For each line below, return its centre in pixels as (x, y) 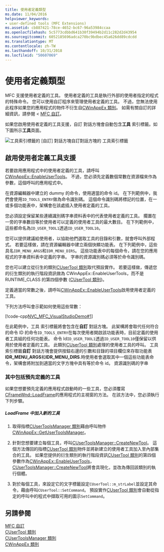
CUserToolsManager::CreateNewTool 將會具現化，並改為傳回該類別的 (82, 467)
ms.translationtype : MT (29, 42)
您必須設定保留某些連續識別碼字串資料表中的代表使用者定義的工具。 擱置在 (81, 216)
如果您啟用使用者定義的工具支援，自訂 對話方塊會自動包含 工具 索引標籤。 (79, 124)
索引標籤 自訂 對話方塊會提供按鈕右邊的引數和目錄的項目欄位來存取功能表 (79, 351)
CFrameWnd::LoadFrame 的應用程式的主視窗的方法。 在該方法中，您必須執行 (82, 395)
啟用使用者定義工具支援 (40, 158)
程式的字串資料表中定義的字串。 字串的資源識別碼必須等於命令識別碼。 (76, 257)
